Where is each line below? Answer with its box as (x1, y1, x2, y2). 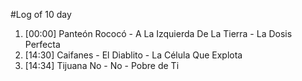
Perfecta (24, 39, 61, 50)
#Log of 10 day (10, 9, 72, 20)
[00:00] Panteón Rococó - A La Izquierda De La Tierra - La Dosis (24, 28, 293, 39)
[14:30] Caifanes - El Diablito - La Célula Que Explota (24, 49, 243, 61)
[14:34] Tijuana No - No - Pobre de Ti (24, 60, 180, 71)
